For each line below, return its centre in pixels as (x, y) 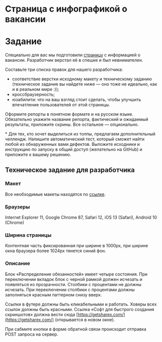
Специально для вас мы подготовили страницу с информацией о (73, 55)
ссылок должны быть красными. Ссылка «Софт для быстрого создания (80, 309)
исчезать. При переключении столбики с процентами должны (70, 290)
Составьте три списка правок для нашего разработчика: (64, 69)
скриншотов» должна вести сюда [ (41, 314)
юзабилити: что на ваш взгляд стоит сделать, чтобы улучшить (77, 100)
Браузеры (17, 206)
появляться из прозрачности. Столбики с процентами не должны (73, 284)
